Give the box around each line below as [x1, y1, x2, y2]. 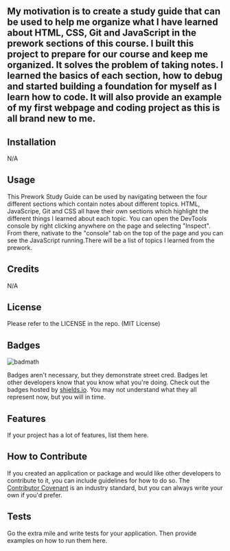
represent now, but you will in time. [7, 393, 106, 401]
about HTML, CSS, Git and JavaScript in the [7, 27, 197, 39]
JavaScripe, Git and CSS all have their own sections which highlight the [7, 207, 209, 215]
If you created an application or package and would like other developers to [7, 469, 221, 477]
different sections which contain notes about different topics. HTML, [7, 200, 200, 208]
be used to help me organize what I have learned [7, 16, 218, 28]
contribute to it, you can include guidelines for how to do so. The [7, 476, 190, 484]
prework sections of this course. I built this [7, 38, 194, 49]
